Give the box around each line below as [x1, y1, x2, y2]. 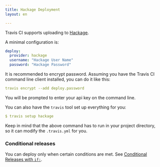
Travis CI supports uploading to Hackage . [5, 29, 89, 35]
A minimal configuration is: [5, 39, 59, 45]
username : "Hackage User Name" [9, 57, 74, 63]
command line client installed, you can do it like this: [5, 77, 110, 82]
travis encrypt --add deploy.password [5, 86, 84, 91]
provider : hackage [9, 53, 48, 58]
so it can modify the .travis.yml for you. [5, 128, 87, 134]
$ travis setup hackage [5, 113, 54, 118]
